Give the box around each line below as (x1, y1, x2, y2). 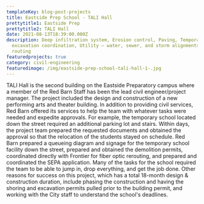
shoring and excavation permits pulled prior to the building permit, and (6, 185, 183, 192)
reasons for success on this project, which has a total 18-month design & (6, 172, 188, 179)
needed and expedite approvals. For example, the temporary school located (6, 114, 196, 121)
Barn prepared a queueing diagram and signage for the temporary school (6, 140, 190, 147)
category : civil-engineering (6, 59, 80, 65)
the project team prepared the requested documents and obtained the (6, 127, 182, 134)
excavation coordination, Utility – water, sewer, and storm (12, 43, 170, 49)
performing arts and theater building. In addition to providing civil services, (6, 101, 193, 108)
